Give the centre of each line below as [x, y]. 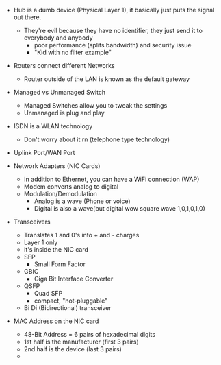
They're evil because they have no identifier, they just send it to [113, 31]
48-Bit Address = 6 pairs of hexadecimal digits [90, 334]
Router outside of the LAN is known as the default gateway [107, 79]
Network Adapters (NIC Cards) [57, 166]
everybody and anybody [58, 38]
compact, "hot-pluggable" [71, 301]
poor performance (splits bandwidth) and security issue [113, 45]
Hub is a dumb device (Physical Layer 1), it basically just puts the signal [114, 10]
